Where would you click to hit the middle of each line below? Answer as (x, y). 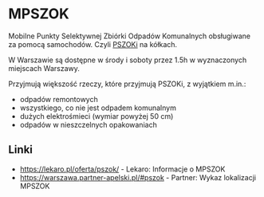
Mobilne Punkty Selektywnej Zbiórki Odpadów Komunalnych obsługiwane (130, 36)
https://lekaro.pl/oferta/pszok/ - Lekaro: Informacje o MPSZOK (122, 169)
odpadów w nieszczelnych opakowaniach (88, 124)
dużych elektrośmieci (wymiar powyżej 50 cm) (97, 116)
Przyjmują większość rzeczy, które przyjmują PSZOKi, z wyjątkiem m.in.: (127, 84)
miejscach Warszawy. (44, 68)
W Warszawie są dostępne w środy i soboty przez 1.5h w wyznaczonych (128, 60)
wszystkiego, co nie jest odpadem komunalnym (98, 108)
